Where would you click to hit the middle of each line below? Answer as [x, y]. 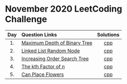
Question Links [39, 34]
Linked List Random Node [51, 50]
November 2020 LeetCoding [64, 9]
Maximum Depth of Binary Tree [57, 43]
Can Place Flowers [43, 74]
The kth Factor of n [43, 67]
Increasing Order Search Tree [55, 58]
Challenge [26, 19]
